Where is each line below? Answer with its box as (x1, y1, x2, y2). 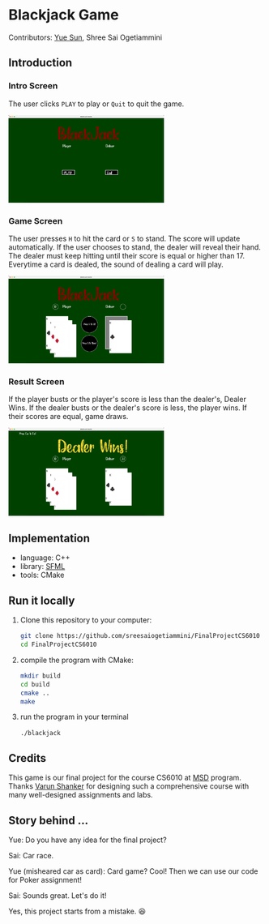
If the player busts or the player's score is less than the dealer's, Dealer (8, 395, 247, 404)
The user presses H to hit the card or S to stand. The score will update (8, 233, 241, 244)
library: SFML (19, 562, 66, 571)
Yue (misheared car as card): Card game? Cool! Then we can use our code (8, 866, 258, 876)
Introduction (8, 56, 73, 70)
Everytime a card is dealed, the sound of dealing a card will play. (8, 259, 224, 269)
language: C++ (19, 553, 70, 563)
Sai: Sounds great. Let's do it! (8, 891, 107, 900)
